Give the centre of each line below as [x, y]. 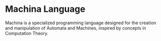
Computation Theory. [27, 33]
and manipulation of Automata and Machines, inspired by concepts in [76, 28]
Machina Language [45, 9]
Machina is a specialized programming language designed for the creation [81, 23]
